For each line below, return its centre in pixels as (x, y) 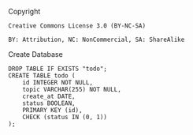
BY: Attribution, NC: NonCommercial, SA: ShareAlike (96, 39)
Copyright (24, 11)
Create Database (35, 54)
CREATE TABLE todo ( (42, 76)
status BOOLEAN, (49, 103)
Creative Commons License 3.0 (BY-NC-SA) (77, 26)
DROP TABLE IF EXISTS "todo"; (58, 69)
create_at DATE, (49, 96)
